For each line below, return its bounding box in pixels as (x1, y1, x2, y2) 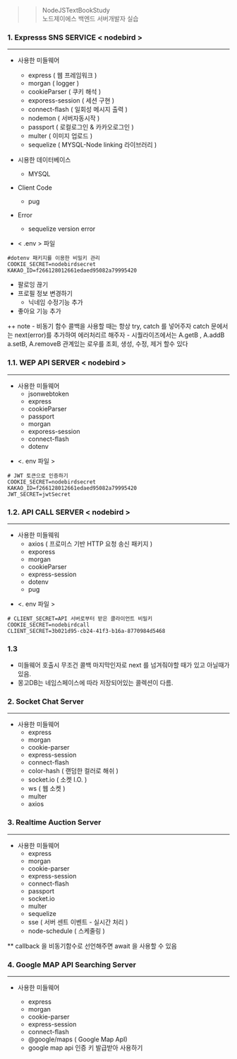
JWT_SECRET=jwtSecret (7, 491, 71, 498)
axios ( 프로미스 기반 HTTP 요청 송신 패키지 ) (28, 539, 153, 548)
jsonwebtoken (28, 389, 69, 398)
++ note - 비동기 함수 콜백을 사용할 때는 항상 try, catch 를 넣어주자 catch (7, 322, 209, 331)
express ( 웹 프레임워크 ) (28, 71, 97, 80)
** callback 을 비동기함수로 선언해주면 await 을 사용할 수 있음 (7, 941, 178, 950)
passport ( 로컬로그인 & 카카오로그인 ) (28, 123, 134, 132)
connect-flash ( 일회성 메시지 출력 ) (28, 105, 128, 114)
